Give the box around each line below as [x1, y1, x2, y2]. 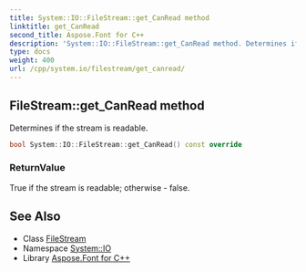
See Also [9, 209, 61, 225]
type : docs [9, 47, 51, 57]
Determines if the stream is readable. [9, 122, 148, 133]
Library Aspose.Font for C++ [22, 252, 130, 263]
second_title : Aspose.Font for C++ [9, 30, 145, 39]
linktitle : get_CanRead [9, 22, 100, 31]
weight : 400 [9, 56, 55, 65]
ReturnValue [9, 162, 66, 174]
